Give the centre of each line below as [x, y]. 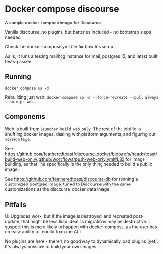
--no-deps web [20, 102]
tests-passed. [19, 61]
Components [25, 117]
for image [135, 159]
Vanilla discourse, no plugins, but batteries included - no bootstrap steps [78, 32]
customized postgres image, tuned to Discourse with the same [68, 184]
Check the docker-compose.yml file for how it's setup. [60, 46]
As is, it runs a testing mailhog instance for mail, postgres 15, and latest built [81, 56]
